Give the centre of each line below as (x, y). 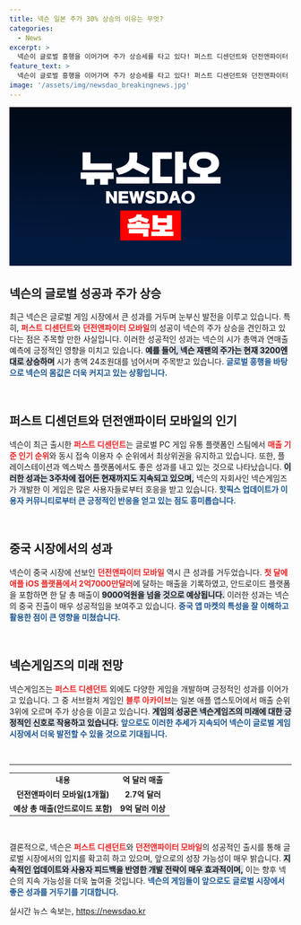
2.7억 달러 (143, 794)
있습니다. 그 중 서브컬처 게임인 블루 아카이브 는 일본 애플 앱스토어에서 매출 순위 (155, 700)
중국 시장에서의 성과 (61, 549)
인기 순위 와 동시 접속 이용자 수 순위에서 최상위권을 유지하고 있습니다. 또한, (147, 455)
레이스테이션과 (35, 467)
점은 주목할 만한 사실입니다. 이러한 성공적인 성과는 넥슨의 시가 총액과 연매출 (157, 339)
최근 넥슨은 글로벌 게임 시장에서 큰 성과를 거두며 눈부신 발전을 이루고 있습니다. (146, 317)
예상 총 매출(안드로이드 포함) (63, 808)
